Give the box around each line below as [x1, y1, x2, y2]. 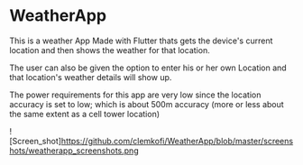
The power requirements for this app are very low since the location [9, 89, 262, 100]
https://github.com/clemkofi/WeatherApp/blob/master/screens [60, 135, 294, 146]
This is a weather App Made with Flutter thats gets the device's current [9, 35, 273, 46]
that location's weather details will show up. [9, 71, 172, 82]
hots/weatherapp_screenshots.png [9, 145, 139, 156]
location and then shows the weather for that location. [9, 44, 210, 55]
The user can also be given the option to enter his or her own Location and [9, 62, 287, 73]
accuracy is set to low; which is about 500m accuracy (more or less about [9, 98, 284, 109]
